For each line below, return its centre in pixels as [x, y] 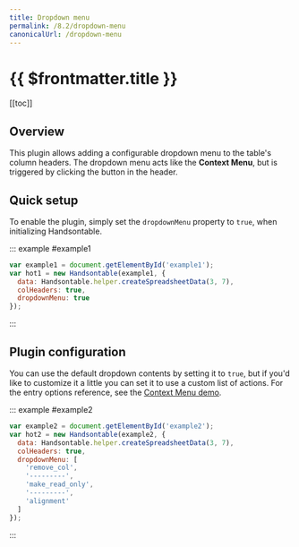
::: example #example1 [50, 248]
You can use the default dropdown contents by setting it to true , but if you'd [150, 373]
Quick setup [44, 200]
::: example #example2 [51, 410]
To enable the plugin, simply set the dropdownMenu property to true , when [143, 221]
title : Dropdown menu [50, 17]
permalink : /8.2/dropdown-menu [68, 26]
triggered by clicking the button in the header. [94, 172]
